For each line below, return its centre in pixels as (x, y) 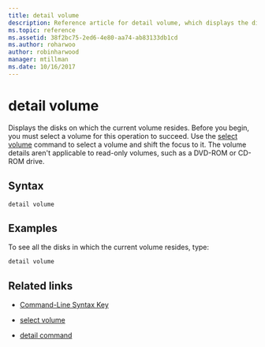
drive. (35, 161)
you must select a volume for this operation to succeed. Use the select (123, 136)
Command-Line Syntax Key (64, 305)
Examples (33, 228)
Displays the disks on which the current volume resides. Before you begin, (129, 128)
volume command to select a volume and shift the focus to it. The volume (127, 144)
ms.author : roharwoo (42, 45)
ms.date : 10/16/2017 (42, 67)
